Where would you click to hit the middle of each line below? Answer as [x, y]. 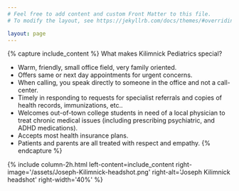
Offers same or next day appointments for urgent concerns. [105, 75]
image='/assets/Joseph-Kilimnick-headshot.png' [79, 172]
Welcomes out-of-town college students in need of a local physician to [121, 113]
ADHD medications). [48, 128]
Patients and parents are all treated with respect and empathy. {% [114, 143]
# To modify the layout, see [51, 21]
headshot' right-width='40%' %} [55, 180]
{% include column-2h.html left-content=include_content [91, 165]
